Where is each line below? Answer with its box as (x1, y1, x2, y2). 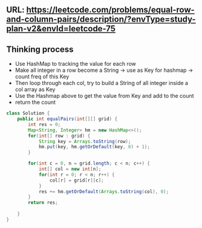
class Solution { (6, 110, 50, 116)
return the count (15, 99, 56, 106)
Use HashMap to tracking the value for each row (15, 60, 136, 68)
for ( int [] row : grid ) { (28, 133, 91, 139)
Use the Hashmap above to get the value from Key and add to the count (15, 92, 195, 100)
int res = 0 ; (28, 121, 61, 127)
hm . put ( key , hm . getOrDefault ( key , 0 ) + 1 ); (38, 144, 150, 150)
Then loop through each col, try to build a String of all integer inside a (15, 80, 189, 87)
